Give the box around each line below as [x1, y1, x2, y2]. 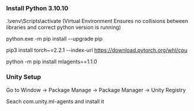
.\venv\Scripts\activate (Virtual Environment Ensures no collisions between [6, 18, 189, 25]
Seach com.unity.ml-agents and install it [6, 97, 104, 105]
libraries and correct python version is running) [6, 24, 122, 31]
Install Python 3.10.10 [6, 4, 69, 12]
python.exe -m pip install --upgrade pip [6, 35, 103, 43]
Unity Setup [6, 73, 42, 81]
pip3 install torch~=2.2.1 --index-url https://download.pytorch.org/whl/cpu [6, 47, 188, 54]
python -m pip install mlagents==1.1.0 [6, 58, 97, 66]
